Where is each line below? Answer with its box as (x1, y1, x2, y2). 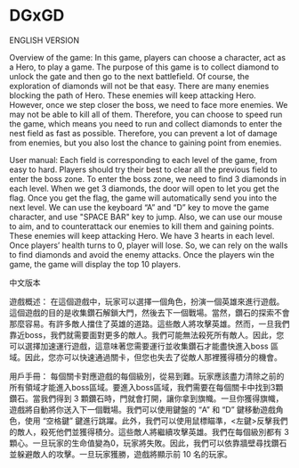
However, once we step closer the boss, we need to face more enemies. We (9, 99, 288, 110)
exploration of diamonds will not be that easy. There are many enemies (9, 80, 270, 91)
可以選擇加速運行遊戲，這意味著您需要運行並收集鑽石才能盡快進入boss (9, 341, 269, 351)
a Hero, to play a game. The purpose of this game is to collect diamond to (9, 62, 279, 72)
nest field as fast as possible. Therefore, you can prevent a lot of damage (9, 127, 278, 138)
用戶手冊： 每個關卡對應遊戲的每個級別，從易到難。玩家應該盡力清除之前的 (9, 371, 285, 382)
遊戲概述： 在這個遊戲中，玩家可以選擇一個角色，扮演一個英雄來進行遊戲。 (9, 296, 285, 307)
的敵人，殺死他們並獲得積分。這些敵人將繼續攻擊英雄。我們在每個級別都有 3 (9, 426, 289, 437)
